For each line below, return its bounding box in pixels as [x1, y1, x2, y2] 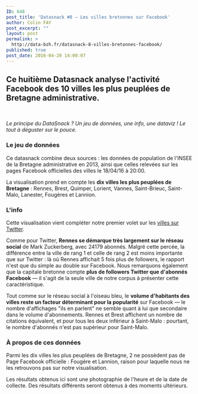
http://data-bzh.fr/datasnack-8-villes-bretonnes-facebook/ [11, 42, 163, 48]
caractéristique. [6, 281, 44, 288]
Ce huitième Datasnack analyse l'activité [6, 74, 160, 84]
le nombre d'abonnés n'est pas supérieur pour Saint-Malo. [6, 324, 149, 331]
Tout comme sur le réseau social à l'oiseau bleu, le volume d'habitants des [6, 292, 190, 299]
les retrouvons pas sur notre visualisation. [6, 364, 108, 372]
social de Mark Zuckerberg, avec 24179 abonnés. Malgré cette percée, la [6, 243, 185, 250]
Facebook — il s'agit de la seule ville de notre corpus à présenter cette [6, 275, 179, 282]
